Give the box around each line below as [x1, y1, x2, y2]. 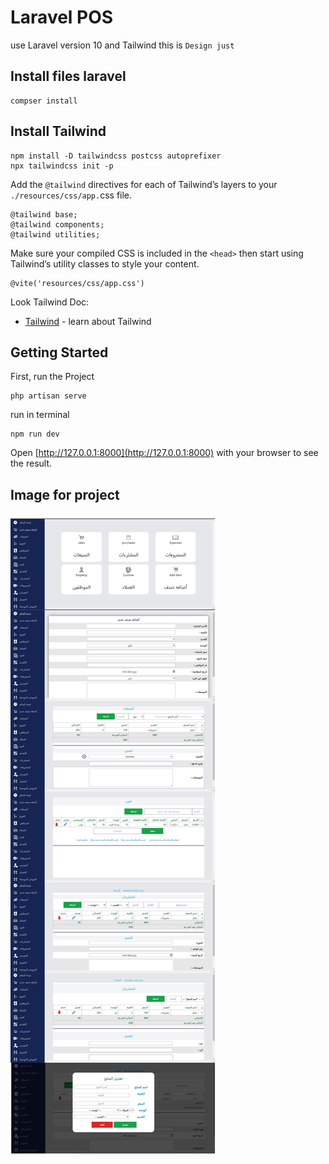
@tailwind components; [10, 219, 105, 230]
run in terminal [10, 409, 70, 421]
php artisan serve [10, 391, 87, 401]
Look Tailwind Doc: [10, 296, 90, 308]
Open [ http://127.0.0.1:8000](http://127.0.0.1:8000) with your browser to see [10, 447, 319, 459]
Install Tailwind [10, 123, 107, 140]
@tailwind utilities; [10, 229, 101, 240]
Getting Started [10, 344, 109, 361]
